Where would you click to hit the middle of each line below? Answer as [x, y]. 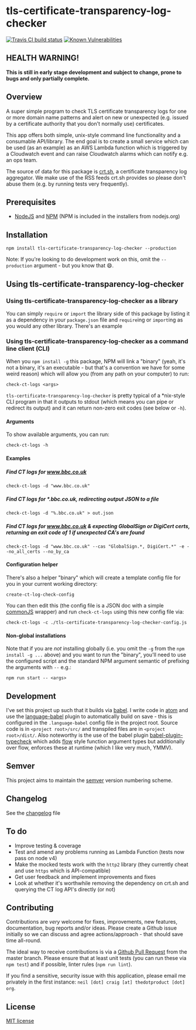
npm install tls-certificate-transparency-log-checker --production [91, 249]
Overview [24, 97]
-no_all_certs [23, 551]
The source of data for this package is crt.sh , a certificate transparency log [97, 171]
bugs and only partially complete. [48, 78]
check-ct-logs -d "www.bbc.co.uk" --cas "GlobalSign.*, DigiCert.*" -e [95, 546]
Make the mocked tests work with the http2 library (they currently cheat [101, 864]
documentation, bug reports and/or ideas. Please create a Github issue [92, 928]
